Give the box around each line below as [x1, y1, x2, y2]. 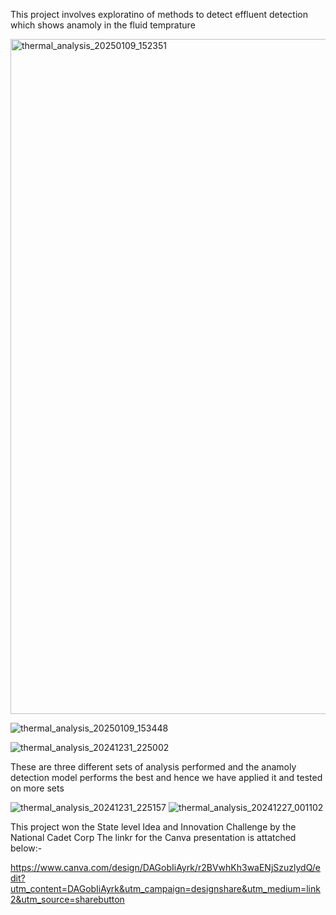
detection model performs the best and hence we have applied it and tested [10, 772, 323, 783]
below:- [10, 842, 43, 854]
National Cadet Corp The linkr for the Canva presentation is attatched [10, 832, 297, 843]
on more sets [10, 782, 65, 794]
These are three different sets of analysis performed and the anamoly [10, 761, 297, 773]
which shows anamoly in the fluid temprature [10, 19, 196, 31]
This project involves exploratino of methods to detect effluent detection [10, 9, 308, 20]
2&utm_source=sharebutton [10, 894, 125, 905]
